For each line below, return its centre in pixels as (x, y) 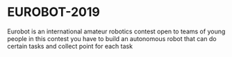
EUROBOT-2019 (54, 12)
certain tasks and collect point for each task (70, 46)
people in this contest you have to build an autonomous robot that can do (112, 38)
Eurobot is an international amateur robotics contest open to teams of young (116, 31)
